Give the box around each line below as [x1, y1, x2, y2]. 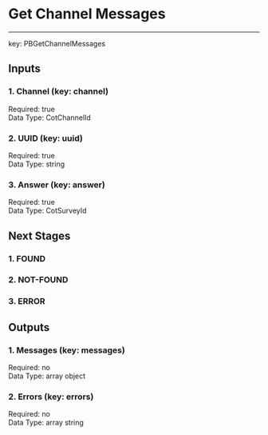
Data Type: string [8, 159, 65, 169]
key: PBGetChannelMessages [8, 38, 106, 48]
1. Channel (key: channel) [8, 86, 109, 97]
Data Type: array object [8, 371, 86, 381]
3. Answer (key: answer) [8, 179, 105, 190]
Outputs [8, 321, 50, 334]
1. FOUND [8, 253, 46, 264]
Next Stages [8, 229, 71, 242]
